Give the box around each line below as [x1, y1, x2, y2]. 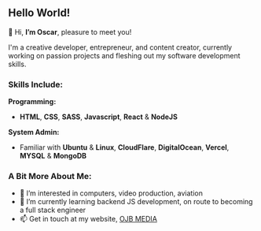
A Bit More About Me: [8, 171, 92, 182]
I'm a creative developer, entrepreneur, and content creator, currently [8, 43, 233, 52]
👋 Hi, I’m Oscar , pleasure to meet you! [8, 27, 132, 36]
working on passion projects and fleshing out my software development [8, 50, 241, 60]
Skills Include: [8, 79, 64, 90]
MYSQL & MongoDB [19, 151, 87, 161]
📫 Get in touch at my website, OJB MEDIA [19, 214, 157, 224]
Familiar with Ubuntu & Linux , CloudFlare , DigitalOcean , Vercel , [19, 143, 230, 152]
